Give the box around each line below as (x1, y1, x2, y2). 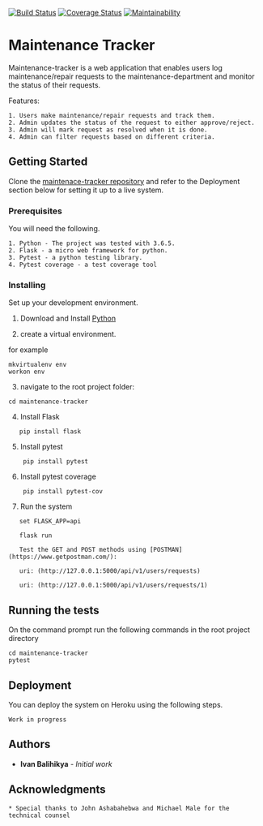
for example (8, 345, 49, 355)
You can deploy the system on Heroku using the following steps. (8, 699, 223, 709)
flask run (19, 531, 53, 540)
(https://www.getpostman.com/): (8, 553, 117, 561)
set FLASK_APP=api (19, 518, 82, 526)
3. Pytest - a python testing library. (8, 254, 143, 262)
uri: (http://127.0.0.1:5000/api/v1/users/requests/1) (19, 581, 208, 590)
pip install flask (19, 428, 82, 436)
